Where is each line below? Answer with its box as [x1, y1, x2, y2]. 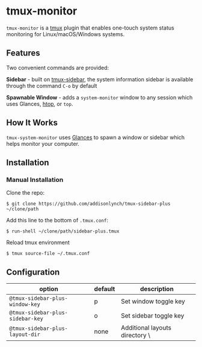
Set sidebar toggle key [121, 311, 185, 320]
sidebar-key [9, 315, 44, 322]
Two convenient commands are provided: [6, 64, 109, 71]
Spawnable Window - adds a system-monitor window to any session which [6, 93, 193, 101]
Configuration [6, 267, 60, 277]
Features [6, 48, 40, 58]
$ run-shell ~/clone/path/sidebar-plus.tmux [6, 228, 120, 234]
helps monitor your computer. [6, 140, 80, 147]
